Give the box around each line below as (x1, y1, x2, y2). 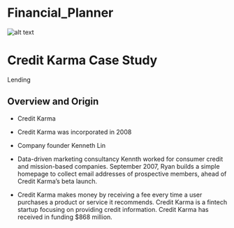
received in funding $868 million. (17, 213, 113, 221)
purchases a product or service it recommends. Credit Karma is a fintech (17, 197, 228, 206)
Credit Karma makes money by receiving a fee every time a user (17, 190, 203, 199)
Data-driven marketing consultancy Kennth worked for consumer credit (17, 155, 224, 163)
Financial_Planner (7, 5, 114, 21)
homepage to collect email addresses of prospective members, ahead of (17, 169, 227, 178)
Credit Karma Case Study (7, 52, 158, 68)
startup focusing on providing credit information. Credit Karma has (17, 205, 209, 213)
